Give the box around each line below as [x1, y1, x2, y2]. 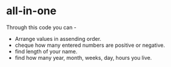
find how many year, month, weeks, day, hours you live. [14, 54, 152, 61]
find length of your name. [14, 47, 78, 55]
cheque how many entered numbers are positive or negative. [14, 42, 166, 49]
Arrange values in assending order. [14, 35, 102, 42]
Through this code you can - [6, 24, 77, 31]
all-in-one [6, 4, 57, 18]
